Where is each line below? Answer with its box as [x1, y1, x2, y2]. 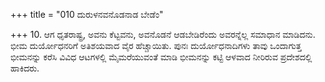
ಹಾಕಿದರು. [10, 62, 40, 74]
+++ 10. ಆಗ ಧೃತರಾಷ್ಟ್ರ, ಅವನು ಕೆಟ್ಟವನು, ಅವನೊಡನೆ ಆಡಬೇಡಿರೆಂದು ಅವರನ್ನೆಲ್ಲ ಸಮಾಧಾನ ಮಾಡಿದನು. [10, 29, 316, 40]
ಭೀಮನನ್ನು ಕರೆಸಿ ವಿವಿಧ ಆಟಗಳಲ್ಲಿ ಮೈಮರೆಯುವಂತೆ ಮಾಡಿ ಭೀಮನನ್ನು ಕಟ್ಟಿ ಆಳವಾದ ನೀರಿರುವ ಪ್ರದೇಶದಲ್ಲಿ [10, 51, 313, 63]
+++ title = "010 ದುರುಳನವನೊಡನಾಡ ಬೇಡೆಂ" [10, 9, 164, 20]
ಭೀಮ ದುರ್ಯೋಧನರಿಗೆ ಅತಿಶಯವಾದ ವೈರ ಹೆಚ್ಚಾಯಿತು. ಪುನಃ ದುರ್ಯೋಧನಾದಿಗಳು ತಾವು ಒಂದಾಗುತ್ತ [10, 40, 302, 51]
